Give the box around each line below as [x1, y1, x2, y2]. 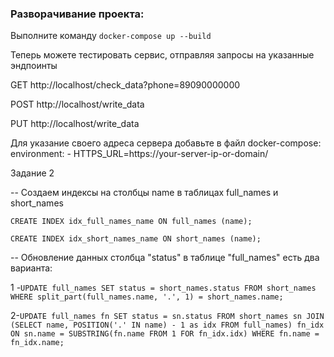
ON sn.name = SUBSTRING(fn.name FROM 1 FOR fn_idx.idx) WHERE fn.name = [10, 329, 320, 339]
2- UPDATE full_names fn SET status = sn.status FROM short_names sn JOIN [10, 310, 325, 322]
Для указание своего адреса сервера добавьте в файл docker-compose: [10, 137, 322, 149]
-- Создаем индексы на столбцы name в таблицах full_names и [10, 187, 279, 199]
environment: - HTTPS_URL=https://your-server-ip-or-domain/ [10, 148, 269, 160]
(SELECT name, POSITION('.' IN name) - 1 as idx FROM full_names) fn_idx [10, 320, 325, 331]
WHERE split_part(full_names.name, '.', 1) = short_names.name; [10, 292, 284, 302]
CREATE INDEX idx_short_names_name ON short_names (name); [10, 234, 262, 244]
